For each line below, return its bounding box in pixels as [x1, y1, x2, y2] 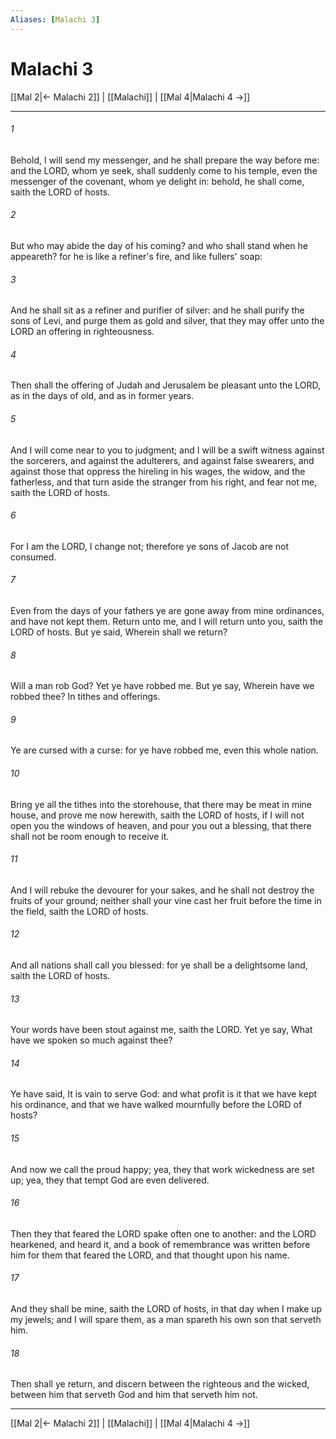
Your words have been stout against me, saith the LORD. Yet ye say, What [10, 1024, 313, 1036]
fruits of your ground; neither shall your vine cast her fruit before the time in [10, 894, 322, 906]
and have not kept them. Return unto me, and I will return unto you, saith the [10, 615, 324, 627]
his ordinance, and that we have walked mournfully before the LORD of [10, 1099, 303, 1111]
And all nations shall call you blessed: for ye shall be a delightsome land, [10, 959, 308, 971]
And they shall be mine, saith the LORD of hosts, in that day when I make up [10, 1303, 323, 1315]
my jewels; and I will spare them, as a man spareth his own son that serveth [10, 1314, 322, 1326]
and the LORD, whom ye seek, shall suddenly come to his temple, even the [10, 164, 318, 176]
